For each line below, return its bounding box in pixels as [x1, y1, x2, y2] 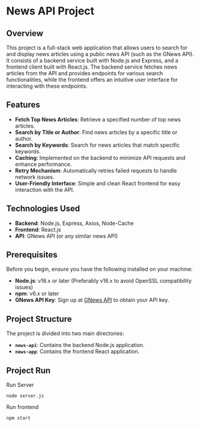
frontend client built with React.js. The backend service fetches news [6, 63, 178, 70]
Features [6, 100, 40, 110]
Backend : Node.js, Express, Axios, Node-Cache [14, 220, 134, 227]
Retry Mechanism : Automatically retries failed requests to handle [14, 167, 177, 174]
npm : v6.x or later [14, 290, 59, 297]
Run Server [6, 381, 34, 389]
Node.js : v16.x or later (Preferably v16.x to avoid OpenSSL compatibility [14, 277, 192, 284]
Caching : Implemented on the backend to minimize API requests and [14, 154, 186, 161]
